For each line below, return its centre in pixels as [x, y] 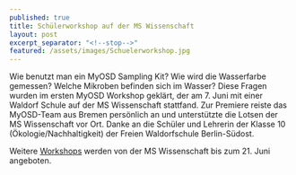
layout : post [34, 34]
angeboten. [30, 161]
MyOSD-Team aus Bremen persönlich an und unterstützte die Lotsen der [144, 115]
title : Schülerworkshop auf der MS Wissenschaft [102, 26]
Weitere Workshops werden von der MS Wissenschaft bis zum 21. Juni [140, 151]
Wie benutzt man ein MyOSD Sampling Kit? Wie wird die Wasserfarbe [138, 76]
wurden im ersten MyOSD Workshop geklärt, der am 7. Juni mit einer [136, 96]
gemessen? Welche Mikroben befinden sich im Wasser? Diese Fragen [138, 86]
